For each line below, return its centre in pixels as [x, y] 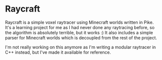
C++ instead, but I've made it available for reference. [58, 52]
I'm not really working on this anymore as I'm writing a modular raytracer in [81, 47]
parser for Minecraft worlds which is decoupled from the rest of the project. [81, 38]
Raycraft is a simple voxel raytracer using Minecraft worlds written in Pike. [79, 22]
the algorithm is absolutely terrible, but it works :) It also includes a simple [79, 32]
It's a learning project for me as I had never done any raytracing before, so [80, 27]
